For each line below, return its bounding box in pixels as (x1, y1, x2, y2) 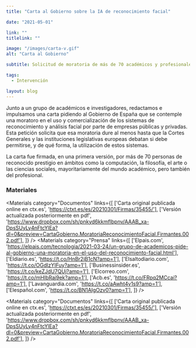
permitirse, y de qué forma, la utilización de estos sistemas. (6, 142, 149, 149)
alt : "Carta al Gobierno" (6, 51, 69, 57)
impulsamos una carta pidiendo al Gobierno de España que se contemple (6, 111, 183, 118)
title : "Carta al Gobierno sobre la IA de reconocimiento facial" (6, 8, 171, 15)
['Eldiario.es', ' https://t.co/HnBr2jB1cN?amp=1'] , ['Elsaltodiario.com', (6, 255, 169, 262)
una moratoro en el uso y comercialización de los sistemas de (6, 116, 155, 123)
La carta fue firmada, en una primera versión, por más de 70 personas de (6, 153, 183, 160)
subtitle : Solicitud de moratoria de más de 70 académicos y (6, 62, 158, 68)
